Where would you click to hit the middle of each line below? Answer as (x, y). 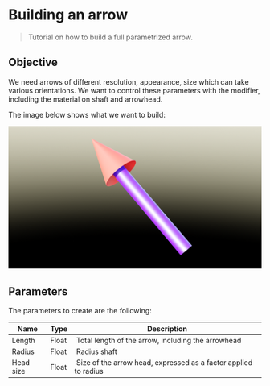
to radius (89, 371)
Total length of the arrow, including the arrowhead (159, 340)
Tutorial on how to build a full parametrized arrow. (110, 37)
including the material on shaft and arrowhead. (86, 99)
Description (167, 329)
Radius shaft (97, 351)
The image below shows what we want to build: (87, 114)
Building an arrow (68, 15)
